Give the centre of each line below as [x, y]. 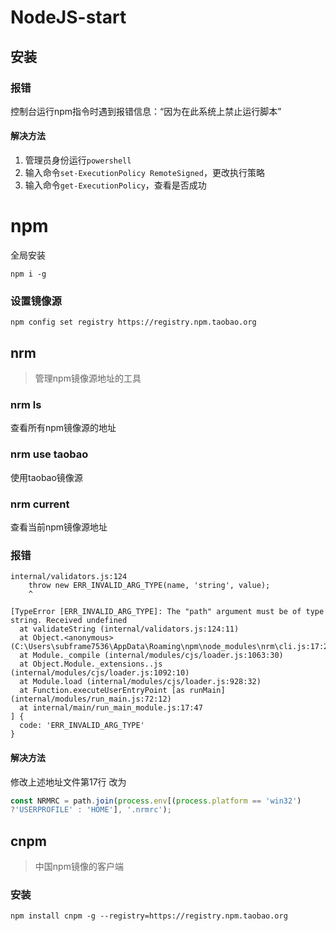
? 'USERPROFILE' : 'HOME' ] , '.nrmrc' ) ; [91, 810]
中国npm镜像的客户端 [79, 867]
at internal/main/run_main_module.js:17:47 [111, 708]
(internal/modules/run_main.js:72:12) [91, 699]
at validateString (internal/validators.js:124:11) [129, 629]
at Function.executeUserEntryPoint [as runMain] [122, 691]
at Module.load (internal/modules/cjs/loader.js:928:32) [140, 682]
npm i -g [28, 274]
